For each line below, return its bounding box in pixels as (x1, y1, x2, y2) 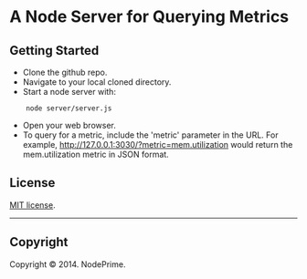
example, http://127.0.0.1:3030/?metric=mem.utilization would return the (22, 139, 293, 150)
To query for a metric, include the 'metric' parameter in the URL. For (22, 129, 279, 140)
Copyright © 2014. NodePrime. (9, 258, 126, 270)
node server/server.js (26, 104, 112, 113)
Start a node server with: (22, 87, 117, 97)
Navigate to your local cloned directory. (22, 77, 172, 88)
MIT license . (9, 199, 57, 211)
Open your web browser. (22, 120, 116, 130)
